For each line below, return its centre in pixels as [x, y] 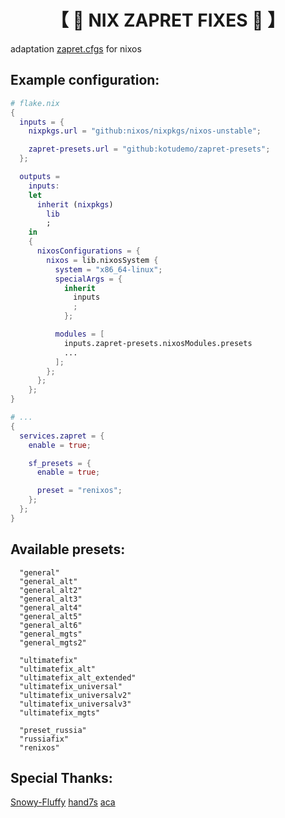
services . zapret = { [62, 436]
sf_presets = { [60, 463]
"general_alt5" [51, 616]
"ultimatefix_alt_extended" [78, 677]
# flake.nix [35, 103]
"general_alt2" [51, 590]
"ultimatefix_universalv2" [75, 695]
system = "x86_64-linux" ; [108, 269]
